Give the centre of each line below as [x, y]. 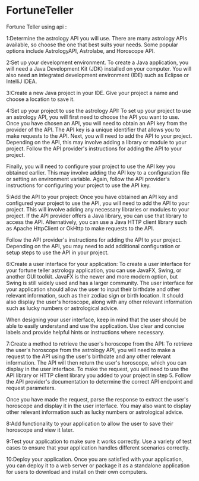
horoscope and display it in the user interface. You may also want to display [99, 406]
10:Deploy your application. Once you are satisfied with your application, [95, 459]
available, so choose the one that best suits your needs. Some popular [92, 45]
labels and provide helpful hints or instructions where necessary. [85, 332]
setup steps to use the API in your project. [57, 252]
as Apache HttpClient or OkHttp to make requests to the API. [80, 228]
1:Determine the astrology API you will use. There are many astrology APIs [97, 38]
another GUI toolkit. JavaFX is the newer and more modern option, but [92, 276]
